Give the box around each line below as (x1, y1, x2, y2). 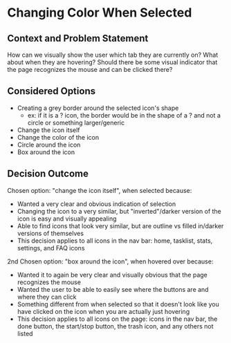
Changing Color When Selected (7, 5, 192, 21)
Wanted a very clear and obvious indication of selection (17, 199, 176, 208)
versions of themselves (17, 229, 84, 237)
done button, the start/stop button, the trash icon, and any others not (17, 322, 214, 330)
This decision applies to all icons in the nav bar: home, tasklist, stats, (17, 237, 213, 245)
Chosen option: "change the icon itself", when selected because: (7, 186, 192, 194)
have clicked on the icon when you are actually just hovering (17, 307, 190, 315)
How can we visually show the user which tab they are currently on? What (7, 50, 219, 59)
